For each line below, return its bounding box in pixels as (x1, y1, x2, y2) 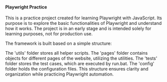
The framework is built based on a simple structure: (5, 40, 112, 47)
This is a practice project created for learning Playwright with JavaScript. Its (5, 15, 162, 21)
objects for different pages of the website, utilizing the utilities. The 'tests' (5, 55, 157, 62)
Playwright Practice (5, 4, 48, 10)
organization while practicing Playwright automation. (5, 71, 114, 77)
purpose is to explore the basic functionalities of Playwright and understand (5, 20, 162, 26)
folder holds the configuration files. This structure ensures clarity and (5, 66, 149, 72)
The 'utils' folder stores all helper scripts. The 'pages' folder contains (5, 50, 148, 56)
